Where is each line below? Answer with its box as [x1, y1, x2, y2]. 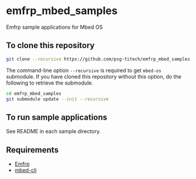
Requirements [6, 145, 59, 155]
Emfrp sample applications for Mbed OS [6, 23, 103, 31]
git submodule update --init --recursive [6, 96, 109, 102]
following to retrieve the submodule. [6, 79, 93, 86]
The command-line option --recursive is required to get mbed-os [6, 66, 161, 74]
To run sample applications [6, 112, 107, 122]
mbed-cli [14, 167, 37, 174]
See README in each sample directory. [6, 128, 101, 135]
